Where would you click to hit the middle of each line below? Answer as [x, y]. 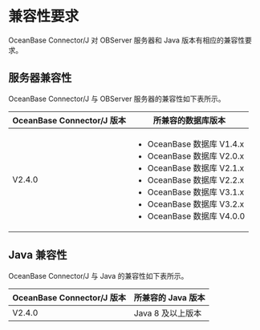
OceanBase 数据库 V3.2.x [196, 203]
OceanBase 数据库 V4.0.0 [196, 215]
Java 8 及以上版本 [168, 313]
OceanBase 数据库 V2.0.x [196, 155]
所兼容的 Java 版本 [169, 297]
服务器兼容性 [40, 78]
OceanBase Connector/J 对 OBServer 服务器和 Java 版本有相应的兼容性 [127, 40]
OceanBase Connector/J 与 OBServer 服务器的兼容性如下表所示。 [117, 99]
